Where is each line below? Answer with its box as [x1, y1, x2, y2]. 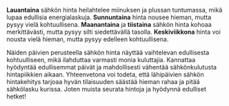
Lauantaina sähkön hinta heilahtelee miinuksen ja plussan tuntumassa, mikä [6, 6, 223, 14]
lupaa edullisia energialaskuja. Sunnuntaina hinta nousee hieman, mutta [6, 13, 212, 21]
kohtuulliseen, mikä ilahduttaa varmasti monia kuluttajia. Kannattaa [6, 56, 196, 64]
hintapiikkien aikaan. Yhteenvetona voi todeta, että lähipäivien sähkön [6, 70, 204, 78]
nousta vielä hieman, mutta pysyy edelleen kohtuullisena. [6, 35, 169, 43]
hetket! [6, 92, 27, 100]
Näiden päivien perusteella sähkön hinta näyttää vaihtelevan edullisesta [6, 48, 210, 56]
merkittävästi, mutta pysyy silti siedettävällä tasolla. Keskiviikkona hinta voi [6, 28, 221, 36]
